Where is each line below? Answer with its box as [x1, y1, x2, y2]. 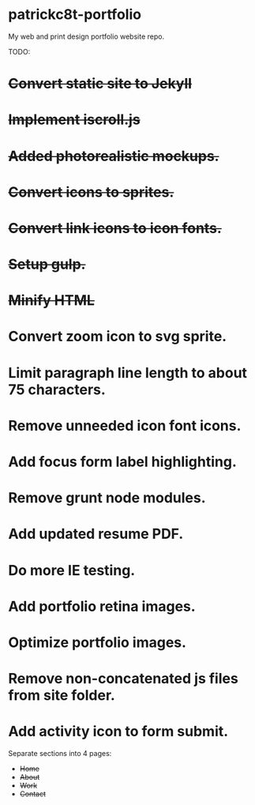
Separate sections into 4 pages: [8, 749, 112, 758]
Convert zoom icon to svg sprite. [8, 328, 227, 345]
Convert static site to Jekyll [8, 75, 192, 92]
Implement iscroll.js [8, 111, 141, 129]
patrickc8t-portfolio [8, 6, 142, 24]
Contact [19, 789, 46, 799]
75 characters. [8, 381, 107, 398]
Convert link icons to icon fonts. [8, 219, 223, 237]
